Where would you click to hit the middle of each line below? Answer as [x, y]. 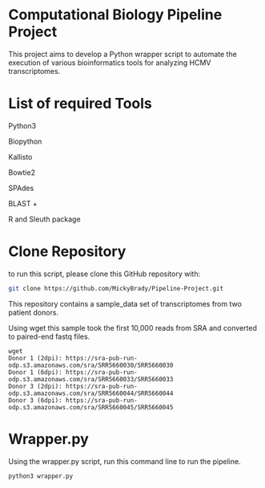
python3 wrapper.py [41, 476]
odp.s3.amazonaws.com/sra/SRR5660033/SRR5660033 [91, 379]
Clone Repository [67, 252]
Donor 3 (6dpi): [35, 400]
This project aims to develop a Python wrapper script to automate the [123, 54]
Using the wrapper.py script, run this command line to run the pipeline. [125, 461]
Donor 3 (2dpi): [35, 386]
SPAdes [21, 188]
